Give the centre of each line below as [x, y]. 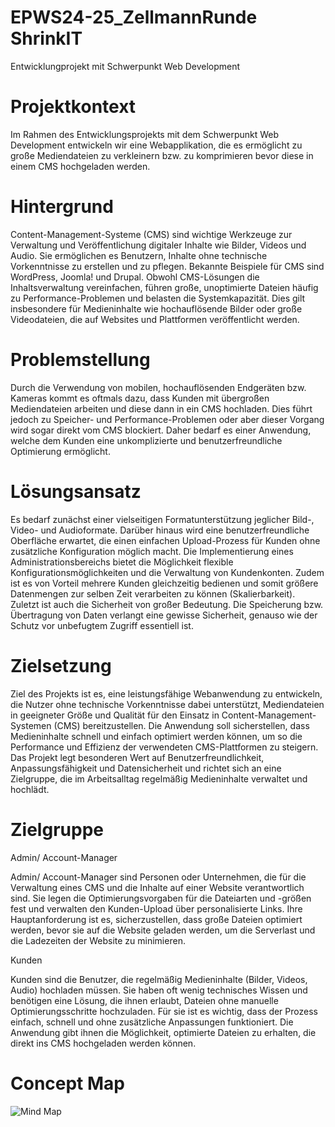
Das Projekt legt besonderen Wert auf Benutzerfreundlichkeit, [137, 757]
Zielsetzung [61, 665]
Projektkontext [73, 107]
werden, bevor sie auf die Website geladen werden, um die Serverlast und [163, 930]
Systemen [31, 725]
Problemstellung [80, 360]
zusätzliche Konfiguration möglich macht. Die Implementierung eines [152, 551]
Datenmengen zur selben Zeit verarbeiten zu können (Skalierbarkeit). [153, 593]
